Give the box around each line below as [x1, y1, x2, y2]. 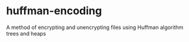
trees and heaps [6, 30, 47, 37]
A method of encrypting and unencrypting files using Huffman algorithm [6, 24, 184, 31]
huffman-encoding [6, 4, 103, 18]
